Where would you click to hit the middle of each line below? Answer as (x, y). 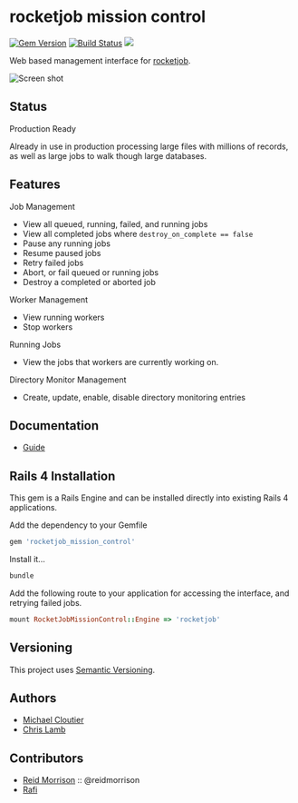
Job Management (42, 206)
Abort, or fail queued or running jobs (91, 272)
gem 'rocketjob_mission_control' (72, 542)
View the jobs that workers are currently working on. (120, 362)
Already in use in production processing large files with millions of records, (149, 146)
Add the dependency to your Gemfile (78, 525)
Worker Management (49, 299)
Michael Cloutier (53, 720)
